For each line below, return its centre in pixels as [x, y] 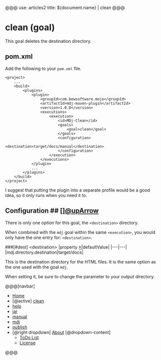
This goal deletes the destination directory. [48, 41]
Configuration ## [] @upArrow [52, 211]
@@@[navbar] [20, 286]
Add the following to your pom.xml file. [43, 68]
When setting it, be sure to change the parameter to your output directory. [80, 276]
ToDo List [29, 337]
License [27, 343]
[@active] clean [28, 301]
